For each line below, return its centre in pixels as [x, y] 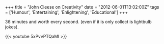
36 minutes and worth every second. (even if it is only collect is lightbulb [79, 22]
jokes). [12, 27]
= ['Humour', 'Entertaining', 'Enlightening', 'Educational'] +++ [67, 12]
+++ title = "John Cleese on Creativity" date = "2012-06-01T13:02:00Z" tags [82, 7]
